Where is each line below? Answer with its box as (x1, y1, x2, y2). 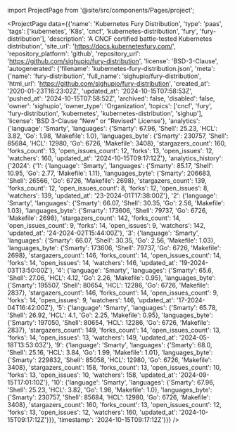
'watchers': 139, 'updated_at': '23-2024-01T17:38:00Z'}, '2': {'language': (7, 191, 217, 200)
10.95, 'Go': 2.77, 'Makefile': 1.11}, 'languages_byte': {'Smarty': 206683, (7, 169, 212, 177)
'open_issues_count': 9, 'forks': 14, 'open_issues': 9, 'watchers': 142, (7, 221, 206, 229)
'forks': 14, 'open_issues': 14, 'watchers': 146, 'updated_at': (7, 259, 178, 266)
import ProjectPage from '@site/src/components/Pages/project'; (7, 6, 195, 14)
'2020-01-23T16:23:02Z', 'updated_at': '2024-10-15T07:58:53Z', (7, 87, 193, 95)
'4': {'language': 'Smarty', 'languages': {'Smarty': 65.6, (56, 266, 213, 274)
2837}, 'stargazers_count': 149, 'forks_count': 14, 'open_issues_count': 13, (7, 326, 222, 334)
